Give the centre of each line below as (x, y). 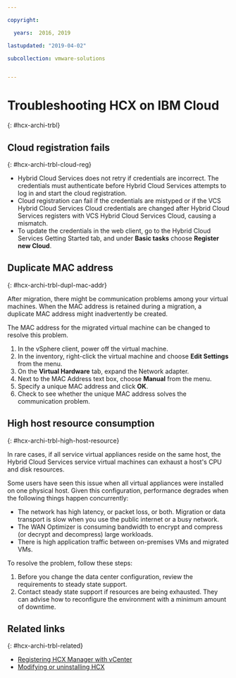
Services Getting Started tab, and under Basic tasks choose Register (118, 238)
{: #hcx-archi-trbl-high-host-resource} (63, 440)
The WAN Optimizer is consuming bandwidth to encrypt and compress (120, 527)
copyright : (23, 20)
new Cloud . (35, 246)
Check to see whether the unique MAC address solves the (102, 394)
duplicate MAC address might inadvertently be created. (87, 314)
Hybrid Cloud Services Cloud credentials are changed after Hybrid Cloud (124, 208)
